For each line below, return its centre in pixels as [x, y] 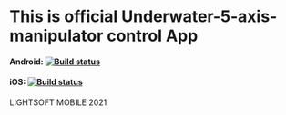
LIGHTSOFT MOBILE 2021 [58, 102]
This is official [64, 17]
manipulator [56, 36]
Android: [26, 62]
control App [152, 36]
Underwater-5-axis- [199, 17]
